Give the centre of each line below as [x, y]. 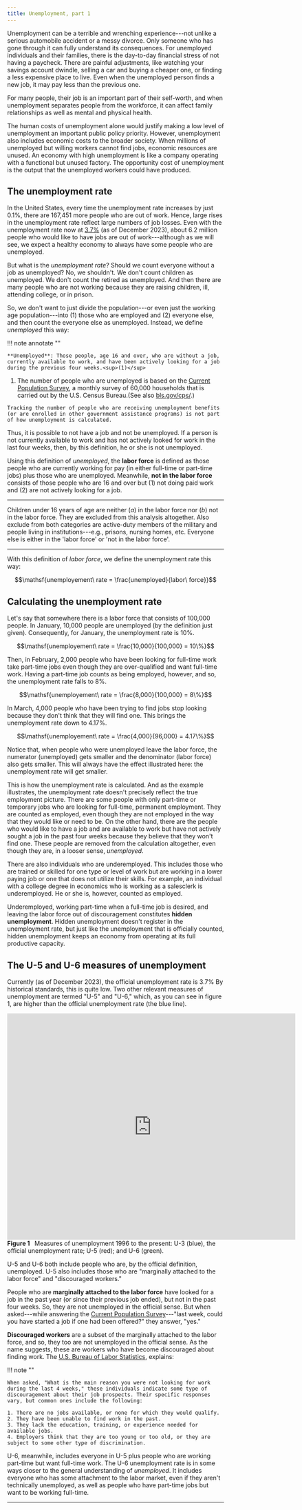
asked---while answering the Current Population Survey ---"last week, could [115, 1314]
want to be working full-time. [48, 1493]
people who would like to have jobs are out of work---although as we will [111, 237]
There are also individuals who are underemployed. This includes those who [115, 864]
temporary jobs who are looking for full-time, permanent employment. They [114, 807]
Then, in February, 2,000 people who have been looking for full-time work [112, 660]
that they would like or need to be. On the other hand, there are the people [112, 822]
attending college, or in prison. [51, 294]
